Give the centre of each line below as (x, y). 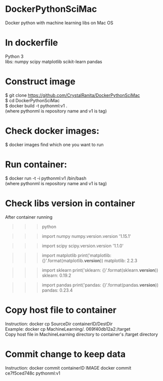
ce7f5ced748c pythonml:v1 (33, 373)
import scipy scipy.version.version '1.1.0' (83, 246)
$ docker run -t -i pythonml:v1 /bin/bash (46, 178)
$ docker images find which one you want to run (54, 145)
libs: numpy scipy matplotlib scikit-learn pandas (54, 61)
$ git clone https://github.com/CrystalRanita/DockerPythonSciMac (73, 95)
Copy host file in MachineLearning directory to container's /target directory (81, 334)
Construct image (40, 82)
